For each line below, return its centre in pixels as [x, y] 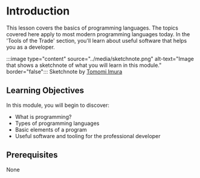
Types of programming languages [57, 123]
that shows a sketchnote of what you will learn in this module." [84, 65]
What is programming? [43, 116]
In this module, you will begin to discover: [58, 105]
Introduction [38, 11]
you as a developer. [31, 47]
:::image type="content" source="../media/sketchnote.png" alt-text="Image [100, 59]
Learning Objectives [45, 91]
